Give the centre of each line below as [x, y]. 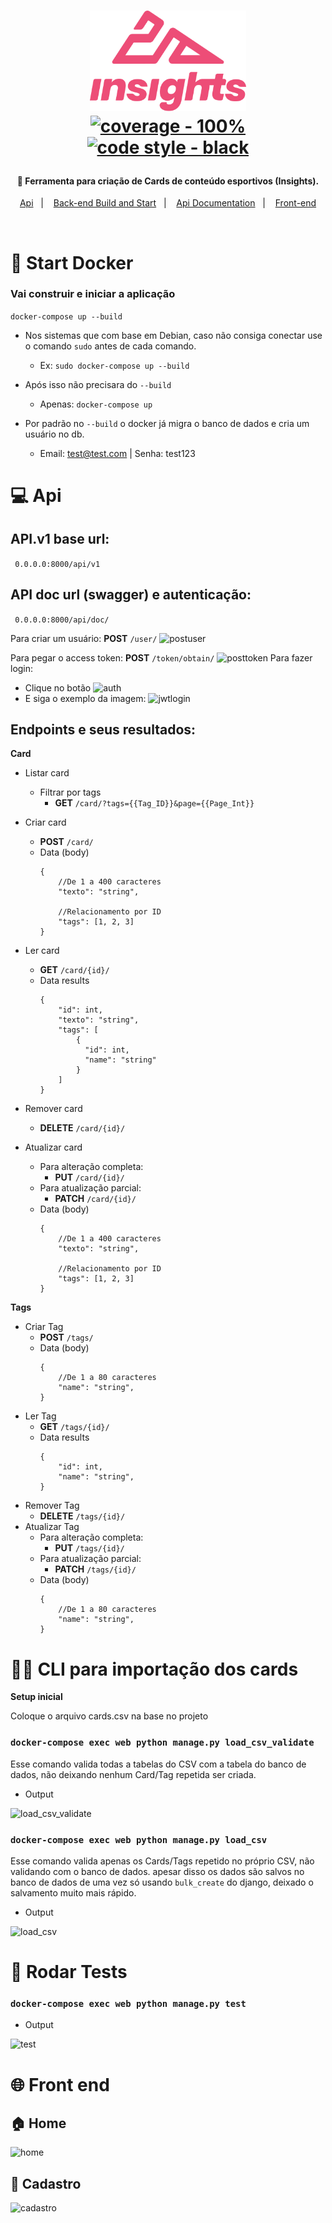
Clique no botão [58, 687]
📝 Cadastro [46, 2183]
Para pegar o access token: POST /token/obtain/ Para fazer [161, 657]
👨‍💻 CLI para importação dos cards [154, 1669]
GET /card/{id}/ [74, 970]
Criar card [45, 822]
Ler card [42, 951]
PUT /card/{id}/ [89, 1177]
